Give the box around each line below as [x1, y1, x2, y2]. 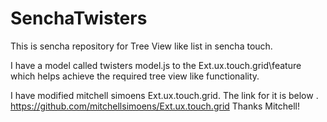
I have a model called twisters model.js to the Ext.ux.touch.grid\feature [10, 59, 302, 71]
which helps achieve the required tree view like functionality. [10, 70, 260, 82]
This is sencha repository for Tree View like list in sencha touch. [10, 40, 273, 52]
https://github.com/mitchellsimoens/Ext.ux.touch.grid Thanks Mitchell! [10, 100, 300, 112]
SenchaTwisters [10, 7, 148, 30]
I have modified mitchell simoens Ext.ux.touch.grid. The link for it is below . [10, 89, 319, 101]
